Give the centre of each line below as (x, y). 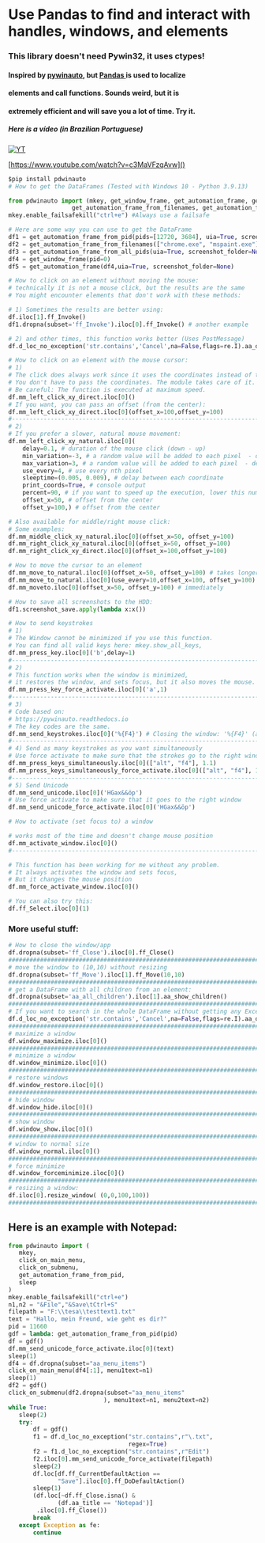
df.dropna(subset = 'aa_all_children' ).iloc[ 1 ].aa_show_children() (118, 997)
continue (47, 1533)
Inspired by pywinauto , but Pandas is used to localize (97, 75)
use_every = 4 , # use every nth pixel (83, 471)
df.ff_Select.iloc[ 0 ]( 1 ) (49, 909)
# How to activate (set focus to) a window (81, 822)
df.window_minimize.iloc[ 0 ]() (58, 1063)
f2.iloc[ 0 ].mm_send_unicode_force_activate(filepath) (123, 1459)
